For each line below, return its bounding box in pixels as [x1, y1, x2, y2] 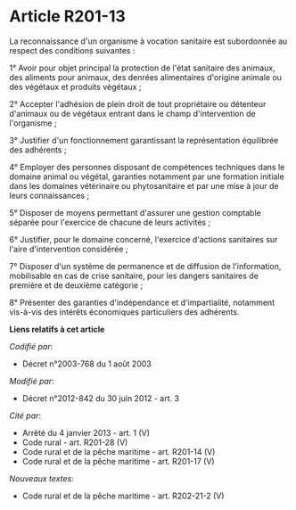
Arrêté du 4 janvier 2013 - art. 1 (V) [21, 427, 150, 438]
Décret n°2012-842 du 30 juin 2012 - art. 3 [21, 392, 180, 403]
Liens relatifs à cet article [9, 324, 105, 334]
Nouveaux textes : [9, 473, 74, 483]
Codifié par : [9, 341, 53, 351]
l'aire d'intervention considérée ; [9, 243, 128, 254]
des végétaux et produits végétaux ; [9, 81, 142, 92]
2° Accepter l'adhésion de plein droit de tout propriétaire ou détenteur [9, 98, 267, 109]
